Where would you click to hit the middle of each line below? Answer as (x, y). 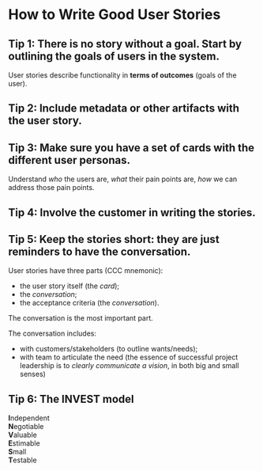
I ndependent (29, 418)
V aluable (23, 435)
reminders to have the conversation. (100, 251)
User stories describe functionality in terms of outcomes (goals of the (122, 75)
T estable (23, 460)
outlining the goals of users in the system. (114, 56)
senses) (32, 374)
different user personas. (69, 160)
